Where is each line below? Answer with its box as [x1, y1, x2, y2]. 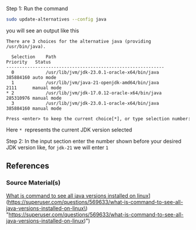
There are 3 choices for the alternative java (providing [6, 38, 151, 44]
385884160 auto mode [6, 74, 57, 80]
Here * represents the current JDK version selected [6, 126, 132, 133]
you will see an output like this [6, 27, 79, 34]
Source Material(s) [6, 179, 61, 187]
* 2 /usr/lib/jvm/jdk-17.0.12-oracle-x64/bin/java [6, 90, 162, 96]
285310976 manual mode [6, 95, 62, 101]
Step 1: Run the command [6, 5, 68, 12]
